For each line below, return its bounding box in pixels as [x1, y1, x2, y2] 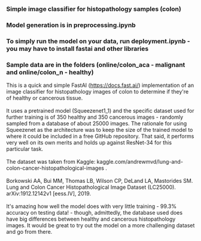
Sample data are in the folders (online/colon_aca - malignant [6, 61, 185, 69]
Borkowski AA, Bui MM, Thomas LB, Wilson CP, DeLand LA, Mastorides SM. [6, 177, 193, 185]
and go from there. [6, 228, 53, 236]
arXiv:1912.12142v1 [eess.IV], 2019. [6, 190, 92, 197]
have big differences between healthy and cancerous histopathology [6, 215, 176, 223]
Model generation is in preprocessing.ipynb [6, 20, 136, 29]
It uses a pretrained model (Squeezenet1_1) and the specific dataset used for [6, 107, 194, 115]
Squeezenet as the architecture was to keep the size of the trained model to [6, 126, 193, 134]
